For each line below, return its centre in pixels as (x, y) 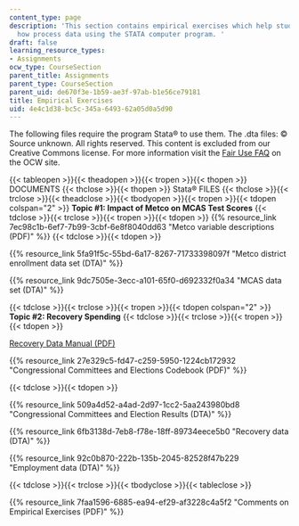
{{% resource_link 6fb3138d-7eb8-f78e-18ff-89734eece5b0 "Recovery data (149, 431)
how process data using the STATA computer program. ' (121, 34)
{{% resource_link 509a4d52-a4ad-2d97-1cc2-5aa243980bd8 (125, 405)
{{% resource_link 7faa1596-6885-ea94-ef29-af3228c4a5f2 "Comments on (149, 502)
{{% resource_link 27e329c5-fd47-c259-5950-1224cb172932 (123, 361)
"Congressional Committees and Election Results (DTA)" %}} (121, 415)
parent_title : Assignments (59, 76)
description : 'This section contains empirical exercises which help (141, 26)
